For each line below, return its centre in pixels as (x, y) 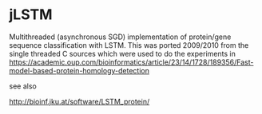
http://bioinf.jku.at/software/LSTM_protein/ (79, 101)
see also (23, 86)
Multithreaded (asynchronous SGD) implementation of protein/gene (120, 37)
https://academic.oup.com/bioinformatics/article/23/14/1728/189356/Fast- (131, 62)
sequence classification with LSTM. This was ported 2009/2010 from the (129, 45)
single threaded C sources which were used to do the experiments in (123, 53)
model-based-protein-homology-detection (79, 70)
